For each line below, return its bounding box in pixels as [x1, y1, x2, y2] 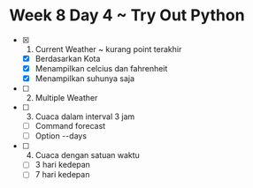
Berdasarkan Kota [34, 53, 101, 64]
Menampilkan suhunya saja [34, 73, 135, 84]
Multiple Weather [34, 93, 98, 103]
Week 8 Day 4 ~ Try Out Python [9, 5, 245, 26]
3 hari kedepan [34, 160, 91, 170]
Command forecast [34, 121, 106, 132]
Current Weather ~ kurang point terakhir [34, 43, 182, 54]
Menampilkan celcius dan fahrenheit [34, 64, 168, 73]
